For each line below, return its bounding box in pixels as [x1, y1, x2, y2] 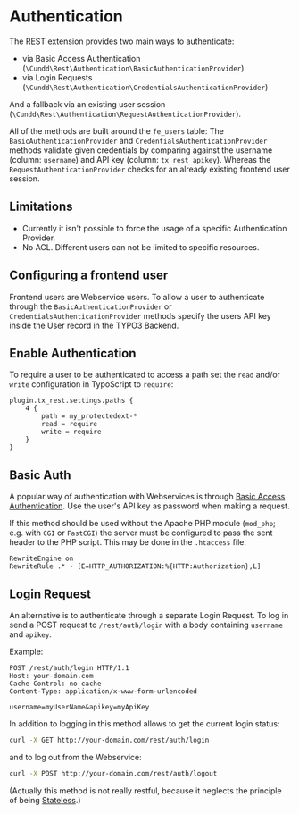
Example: [9, 646, 44, 657]
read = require [41, 420, 98, 429]
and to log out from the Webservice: [9, 751, 143, 762]
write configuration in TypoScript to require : [9, 379, 174, 390]
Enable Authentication [9, 346, 137, 361]
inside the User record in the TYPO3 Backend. [9, 320, 179, 331]
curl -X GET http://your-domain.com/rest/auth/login [9, 735, 210, 744]
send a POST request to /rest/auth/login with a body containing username [9, 619, 284, 630]
